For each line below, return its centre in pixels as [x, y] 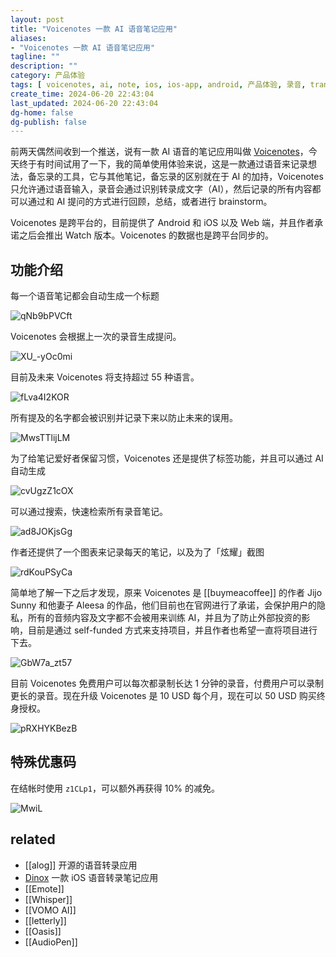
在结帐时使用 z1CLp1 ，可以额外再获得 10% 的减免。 [115, 788]
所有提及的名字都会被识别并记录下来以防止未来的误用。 [124, 418]
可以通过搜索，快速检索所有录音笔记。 [89, 512]
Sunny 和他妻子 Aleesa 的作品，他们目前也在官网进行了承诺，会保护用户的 [163, 605]
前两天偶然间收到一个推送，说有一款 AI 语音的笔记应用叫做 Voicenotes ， [159, 152]
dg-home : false [42, 112]
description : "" [44, 66]
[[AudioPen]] [51, 942]
